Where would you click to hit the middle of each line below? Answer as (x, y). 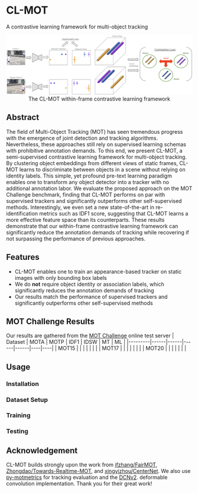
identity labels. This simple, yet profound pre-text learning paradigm (89, 176)
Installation (23, 384)
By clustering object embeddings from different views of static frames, (92, 163)
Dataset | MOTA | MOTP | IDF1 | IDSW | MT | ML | (66, 342)
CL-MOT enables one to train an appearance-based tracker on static (98, 271)
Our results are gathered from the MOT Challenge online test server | (90, 336)
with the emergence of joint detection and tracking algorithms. (82, 138)
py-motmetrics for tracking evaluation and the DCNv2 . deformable (87, 478)
